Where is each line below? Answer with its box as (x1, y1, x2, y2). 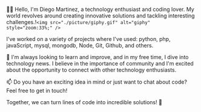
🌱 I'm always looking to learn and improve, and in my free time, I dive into (6, 54, 189, 60)
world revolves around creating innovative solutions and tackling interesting (6, 12, 195, 19)
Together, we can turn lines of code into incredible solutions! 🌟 (6, 99, 162, 105)
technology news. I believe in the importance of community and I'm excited (6, 60, 194, 67)
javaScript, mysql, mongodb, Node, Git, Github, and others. (6, 42, 154, 49)
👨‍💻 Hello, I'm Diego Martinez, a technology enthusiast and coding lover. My (6, 6, 195, 13)
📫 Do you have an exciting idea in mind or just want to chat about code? (6, 78, 188, 86)
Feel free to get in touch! (6, 87, 68, 94)
